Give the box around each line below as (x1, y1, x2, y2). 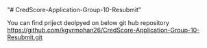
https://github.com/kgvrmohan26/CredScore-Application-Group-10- (7, 26, 200, 34)
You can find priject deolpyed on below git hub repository (7, 19, 170, 26)
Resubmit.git (7, 33, 43, 41)
